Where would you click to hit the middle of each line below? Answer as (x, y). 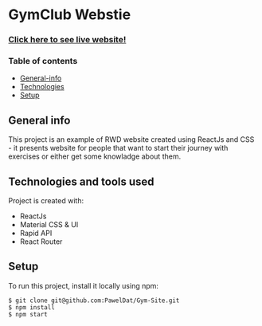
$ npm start (28, 314)
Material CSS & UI (49, 225)
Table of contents (43, 61)
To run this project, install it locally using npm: (84, 285)
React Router (41, 242)
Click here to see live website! (67, 40)
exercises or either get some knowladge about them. (95, 156)
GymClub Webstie (70, 15)
